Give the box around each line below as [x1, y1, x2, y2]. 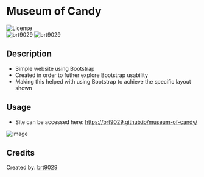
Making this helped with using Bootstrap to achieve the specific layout [15, 78, 192, 85]
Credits [6, 148, 35, 158]
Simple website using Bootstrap [15, 65, 95, 72]
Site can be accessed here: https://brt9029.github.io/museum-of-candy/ [15, 118, 198, 126]
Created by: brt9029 [6, 164, 58, 172]
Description [6, 49, 52, 59]
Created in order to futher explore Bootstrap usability [15, 71, 148, 79]
